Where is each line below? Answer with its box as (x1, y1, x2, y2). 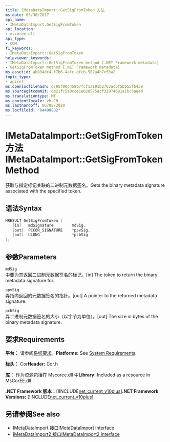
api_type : (5, 36, 27, 42)
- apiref (5, 79, 24, 84)
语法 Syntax (5, 204, 42, 213)
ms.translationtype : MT (5, 93, 56, 99)
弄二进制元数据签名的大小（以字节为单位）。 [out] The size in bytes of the (5, 313, 158, 319)
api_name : (5, 17, 27, 22)
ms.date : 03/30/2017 (5, 12, 50, 17)
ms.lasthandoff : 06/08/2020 (5, 103, 66, 108)
